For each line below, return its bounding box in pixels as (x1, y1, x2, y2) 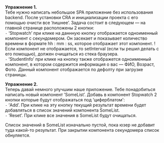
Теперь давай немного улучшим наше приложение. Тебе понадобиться (5, 87, 156, 92)
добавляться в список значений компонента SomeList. (5, 107, 120, 113)
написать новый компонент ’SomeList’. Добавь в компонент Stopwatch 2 (5, 92, 157, 97)
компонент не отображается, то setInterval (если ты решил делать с (16, 46, 159, 51)
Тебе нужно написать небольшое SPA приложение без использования (5, 9, 153, 15)
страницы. (5, 72, 27, 77)
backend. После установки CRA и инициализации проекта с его (5, 15, 139, 20)
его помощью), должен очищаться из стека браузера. (5, 51, 119, 57)
